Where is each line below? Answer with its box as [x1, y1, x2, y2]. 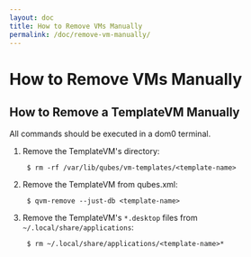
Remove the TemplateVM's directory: [22, 146, 160, 157]
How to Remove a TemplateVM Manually [9, 105, 240, 120]
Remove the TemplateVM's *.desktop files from [22, 213, 198, 224]
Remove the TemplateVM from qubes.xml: [22, 179, 178, 190]
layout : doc [9, 13, 54, 23]
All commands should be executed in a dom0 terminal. [9, 128, 211, 140]
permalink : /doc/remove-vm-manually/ [9, 30, 151, 39]
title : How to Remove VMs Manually [9, 22, 143, 31]
